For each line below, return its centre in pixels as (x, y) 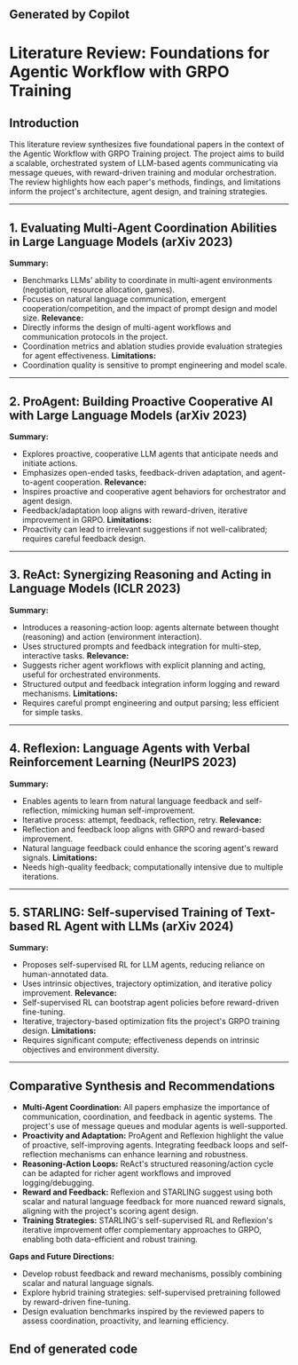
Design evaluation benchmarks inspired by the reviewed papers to (143, 1312)
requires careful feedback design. (84, 539)
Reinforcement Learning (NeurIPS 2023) (123, 762)
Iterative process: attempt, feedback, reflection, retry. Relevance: (142, 819)
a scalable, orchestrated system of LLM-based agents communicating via (144, 163)
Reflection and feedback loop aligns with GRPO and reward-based (143, 829)
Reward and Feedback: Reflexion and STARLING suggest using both (147, 1192)
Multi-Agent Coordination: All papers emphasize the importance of (146, 1108)
